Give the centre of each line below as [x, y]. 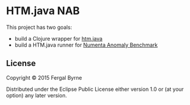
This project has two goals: [39, 27]
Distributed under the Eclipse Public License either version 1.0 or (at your [95, 89]
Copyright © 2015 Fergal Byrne [44, 77]
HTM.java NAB [43, 11]
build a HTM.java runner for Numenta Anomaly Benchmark [86, 45]
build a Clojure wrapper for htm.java [58, 38]
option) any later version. [36, 95]
